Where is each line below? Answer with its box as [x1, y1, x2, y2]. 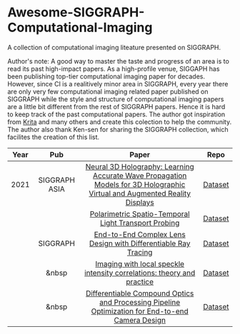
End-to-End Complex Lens [94, 229, 186, 239]
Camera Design [114, 315, 166, 325]
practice [126, 276, 154, 286]
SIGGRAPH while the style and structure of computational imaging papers [7, 94, 224, 103]
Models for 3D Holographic [94, 179, 186, 189]
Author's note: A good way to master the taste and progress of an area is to [7, 56, 230, 65]
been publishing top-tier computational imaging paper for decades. [7, 72, 206, 81]
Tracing [126, 247, 153, 257]
